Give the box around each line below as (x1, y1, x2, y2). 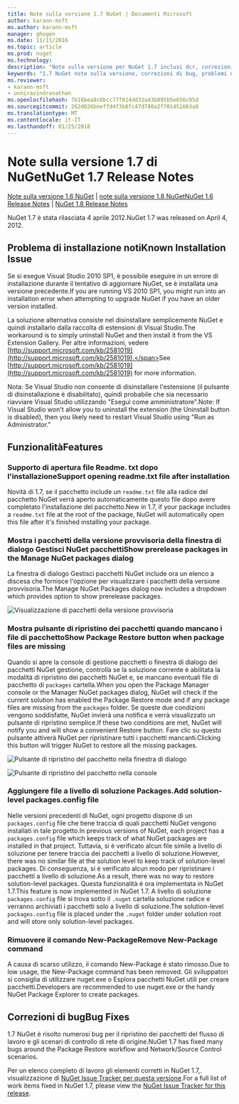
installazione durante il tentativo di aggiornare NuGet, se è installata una (7, 279, 218, 288)
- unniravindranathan (7, 90, 72, 97)
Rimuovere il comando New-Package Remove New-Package (7, 935, 218, 945)
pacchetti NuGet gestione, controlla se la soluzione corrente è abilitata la (7, 665, 221, 673)
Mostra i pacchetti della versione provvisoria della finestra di (7, 535, 222, 545)
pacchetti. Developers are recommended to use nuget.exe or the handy (7, 983, 216, 992)
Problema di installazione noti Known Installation (7, 241, 226, 253)
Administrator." (7, 421, 51, 429)
